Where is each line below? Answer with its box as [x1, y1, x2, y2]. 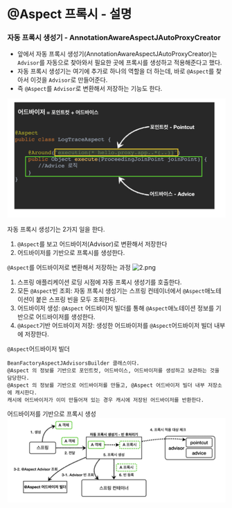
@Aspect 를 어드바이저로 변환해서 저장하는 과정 [7, 263, 131, 271]
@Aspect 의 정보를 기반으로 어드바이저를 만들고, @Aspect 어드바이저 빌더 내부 [7, 382, 206, 389]
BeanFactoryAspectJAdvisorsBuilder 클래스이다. [7, 360, 140, 367]
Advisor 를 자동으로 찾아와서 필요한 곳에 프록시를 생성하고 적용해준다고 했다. [17, 58, 222, 67]
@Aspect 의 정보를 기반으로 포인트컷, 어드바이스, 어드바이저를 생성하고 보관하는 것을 [7, 367, 220, 374]
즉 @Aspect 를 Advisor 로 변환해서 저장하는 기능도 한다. [17, 85, 163, 93]
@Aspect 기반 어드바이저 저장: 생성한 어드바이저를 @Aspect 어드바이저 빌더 [17, 321, 213, 329]
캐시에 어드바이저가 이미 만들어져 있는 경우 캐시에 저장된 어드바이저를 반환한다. [7, 396, 204, 403]
